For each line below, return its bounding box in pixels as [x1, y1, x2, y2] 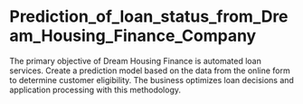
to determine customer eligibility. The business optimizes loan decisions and [9, 74, 294, 85]
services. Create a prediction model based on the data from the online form [9, 65, 291, 76]
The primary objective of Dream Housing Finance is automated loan [9, 55, 262, 66]
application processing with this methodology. [9, 84, 182, 95]
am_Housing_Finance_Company [9, 25, 257, 46]
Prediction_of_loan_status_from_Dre [9, 6, 289, 27]
